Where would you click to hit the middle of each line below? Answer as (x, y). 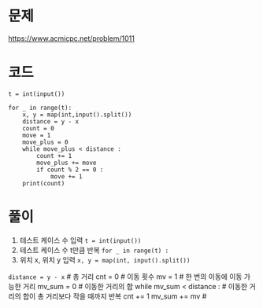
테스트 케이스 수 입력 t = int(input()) (80, 240)
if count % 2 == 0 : (70, 170)
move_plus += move (67, 163)
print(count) (44, 183)
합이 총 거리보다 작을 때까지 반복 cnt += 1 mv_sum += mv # (115, 296)
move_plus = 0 (45, 142)
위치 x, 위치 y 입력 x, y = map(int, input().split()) (105, 259)
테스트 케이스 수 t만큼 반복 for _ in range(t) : (94, 250)
